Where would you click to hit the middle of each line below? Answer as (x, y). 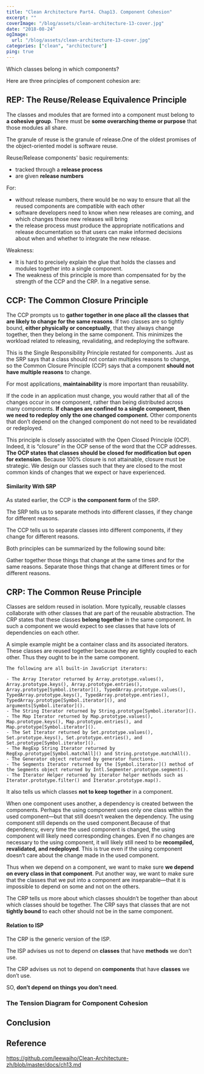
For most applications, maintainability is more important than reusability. (97, 384)
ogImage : (17, 35)
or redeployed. (25, 428)
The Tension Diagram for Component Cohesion (77, 1003)
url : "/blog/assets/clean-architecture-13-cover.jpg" (81, 40)
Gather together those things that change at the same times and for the (95, 560)
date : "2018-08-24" (31, 29)
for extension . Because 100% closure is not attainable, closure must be (96, 459)
